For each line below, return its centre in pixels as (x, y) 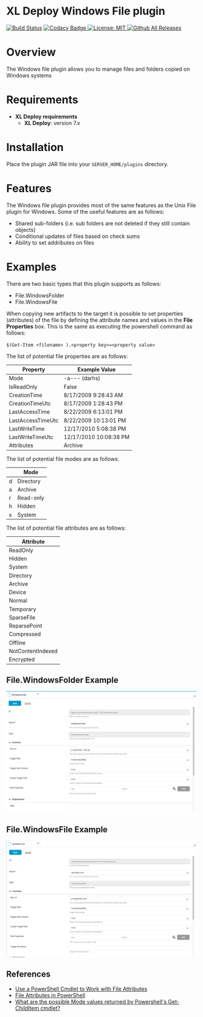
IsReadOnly (23, 387)
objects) (25, 229)
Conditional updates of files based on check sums (77, 236)
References (28, 974)
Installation (35, 147)
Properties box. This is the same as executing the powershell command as (99, 326)
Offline (17, 643)
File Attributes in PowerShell (50, 995)
